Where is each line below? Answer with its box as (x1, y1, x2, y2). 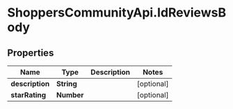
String (56, 79, 78, 88)
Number (56, 90, 84, 99)
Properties (7, 47, 54, 59)
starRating (10, 90, 47, 99)
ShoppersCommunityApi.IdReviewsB (7, 5, 227, 21)
